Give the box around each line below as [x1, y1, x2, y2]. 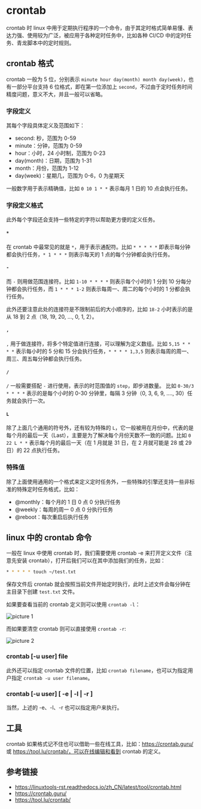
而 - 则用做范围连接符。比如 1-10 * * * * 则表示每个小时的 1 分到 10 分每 [6, 277, 187, 285]
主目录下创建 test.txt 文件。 [6, 588, 78, 595]
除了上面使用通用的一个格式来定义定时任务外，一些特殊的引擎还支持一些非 [6, 478, 190, 485]
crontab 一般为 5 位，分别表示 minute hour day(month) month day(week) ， [6, 76, 188, 83]
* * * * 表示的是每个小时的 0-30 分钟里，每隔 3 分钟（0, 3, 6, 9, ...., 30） [6, 389, 187, 397]
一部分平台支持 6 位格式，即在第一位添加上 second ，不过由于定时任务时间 [11, 83, 193, 90]
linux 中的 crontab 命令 [6, 532, 92, 543]
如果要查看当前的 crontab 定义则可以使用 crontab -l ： [6, 601, 141, 608]
